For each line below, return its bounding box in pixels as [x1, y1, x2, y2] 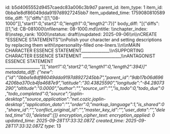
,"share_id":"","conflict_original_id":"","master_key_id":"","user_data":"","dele [5, 107, 165, 113]
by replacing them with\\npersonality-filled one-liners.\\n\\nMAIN [5, 42, 141, 48]
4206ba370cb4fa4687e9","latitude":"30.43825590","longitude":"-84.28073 [5, 80, 165, 86]
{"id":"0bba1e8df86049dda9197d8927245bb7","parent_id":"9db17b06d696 [5, 75, 163, 80]
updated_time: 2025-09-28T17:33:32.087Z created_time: [5, 118, 125, 123]
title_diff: [5, 15, 24, 21]
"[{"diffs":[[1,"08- [24, 15, 60, 21]
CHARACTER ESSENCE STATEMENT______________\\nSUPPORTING [5, 48, 144, 53]
